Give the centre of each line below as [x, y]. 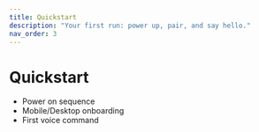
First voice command [60, 121]
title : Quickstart [43, 17]
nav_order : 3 [33, 33]
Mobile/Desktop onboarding [73, 111]
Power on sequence [58, 101]
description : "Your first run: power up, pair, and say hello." [130, 26]
